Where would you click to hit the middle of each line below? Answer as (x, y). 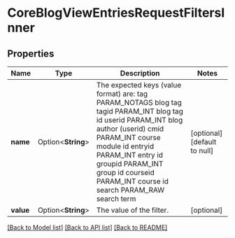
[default (204, 142)
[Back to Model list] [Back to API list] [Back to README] (87, 227)
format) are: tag (122, 94)
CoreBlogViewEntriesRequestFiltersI (116, 13)
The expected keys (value (139, 85)
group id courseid (126, 173)
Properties (31, 54)
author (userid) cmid (130, 129)
